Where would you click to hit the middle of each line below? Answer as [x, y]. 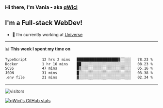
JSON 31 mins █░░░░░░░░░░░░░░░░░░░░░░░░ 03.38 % [79, 73]
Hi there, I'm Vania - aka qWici [41, 7]
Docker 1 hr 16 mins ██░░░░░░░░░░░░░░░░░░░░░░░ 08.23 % [79, 64]
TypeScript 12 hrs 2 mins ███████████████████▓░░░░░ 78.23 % [79, 60]
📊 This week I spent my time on [38, 49]
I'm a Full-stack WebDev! [44, 23]
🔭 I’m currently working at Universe [47, 34]
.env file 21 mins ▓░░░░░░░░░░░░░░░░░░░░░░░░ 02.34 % [79, 77]
